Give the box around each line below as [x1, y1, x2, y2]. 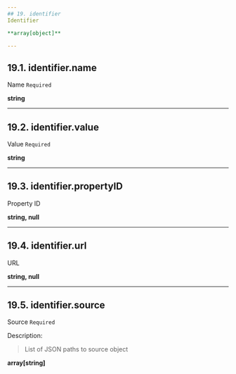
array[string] [7, 359, 46, 367]
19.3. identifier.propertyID [7, 180, 123, 192]
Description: [7, 332, 43, 340]
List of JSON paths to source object [24, 345, 129, 354]
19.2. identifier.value [7, 121, 100, 133]
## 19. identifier [7, 10, 61, 18]
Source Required [7, 318, 55, 326]
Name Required [7, 80, 52, 89]
